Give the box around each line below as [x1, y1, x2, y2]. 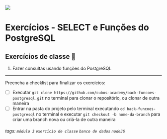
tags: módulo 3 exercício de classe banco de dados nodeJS [5, 128, 125, 134]
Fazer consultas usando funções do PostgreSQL [12, 65, 112, 71]
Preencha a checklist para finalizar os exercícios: [5, 80, 105, 86]
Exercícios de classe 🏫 [5, 52, 76, 61]
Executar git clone [12, 90, 52, 95]
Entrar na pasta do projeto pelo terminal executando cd [12, 106, 125, 112]
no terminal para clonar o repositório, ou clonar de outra [44, 95, 160, 101]
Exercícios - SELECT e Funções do [5, 22, 149, 33]
